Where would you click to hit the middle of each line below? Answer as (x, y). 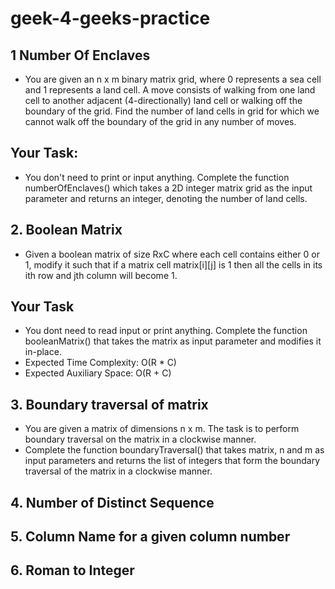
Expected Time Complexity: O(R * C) (100, 363)
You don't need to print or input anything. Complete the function (157, 177)
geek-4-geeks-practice (110, 18)
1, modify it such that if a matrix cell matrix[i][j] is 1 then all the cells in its (173, 264)
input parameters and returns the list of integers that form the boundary (172, 461)
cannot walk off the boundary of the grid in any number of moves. (160, 121)
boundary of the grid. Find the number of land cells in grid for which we (172, 111)
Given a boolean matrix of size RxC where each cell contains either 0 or (172, 254)
